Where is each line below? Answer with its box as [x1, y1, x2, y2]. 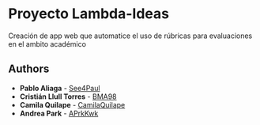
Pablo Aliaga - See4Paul [19, 83, 100, 93]
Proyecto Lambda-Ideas [8, 5, 170, 23]
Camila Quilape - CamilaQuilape [19, 100, 126, 109]
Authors [8, 62, 50, 76]
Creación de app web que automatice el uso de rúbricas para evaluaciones [8, 31, 253, 40]
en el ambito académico [8, 39, 87, 48]
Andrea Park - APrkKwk [19, 108, 99, 118]
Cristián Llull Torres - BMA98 [19, 92, 117, 101]
